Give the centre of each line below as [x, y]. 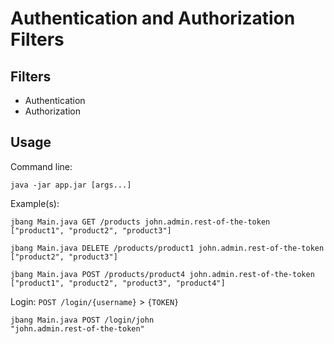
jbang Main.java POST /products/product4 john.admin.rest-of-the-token [162, 274]
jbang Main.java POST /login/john [82, 320]
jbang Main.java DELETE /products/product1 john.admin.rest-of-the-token [167, 248]
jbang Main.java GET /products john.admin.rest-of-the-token [140, 222]
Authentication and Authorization [153, 18]
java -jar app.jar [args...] [71, 185]
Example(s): [35, 203]
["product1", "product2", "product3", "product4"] [118, 283]
